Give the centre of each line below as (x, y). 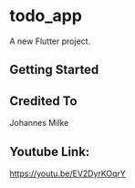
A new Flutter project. (50, 41)
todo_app (46, 16)
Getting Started (54, 70)
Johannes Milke (39, 123)
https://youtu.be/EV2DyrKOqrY (67, 173)
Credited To (43, 101)
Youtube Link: (50, 151)
